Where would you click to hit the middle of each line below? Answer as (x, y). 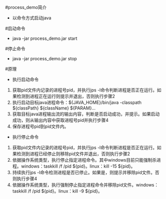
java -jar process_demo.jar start (45, 38)
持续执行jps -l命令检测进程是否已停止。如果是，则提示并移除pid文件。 (83, 172)
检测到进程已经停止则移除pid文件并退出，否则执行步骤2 (73, 154)
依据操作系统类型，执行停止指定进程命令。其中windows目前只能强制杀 (84, 160)
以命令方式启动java (32, 18)
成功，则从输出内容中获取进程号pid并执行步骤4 (60, 120)
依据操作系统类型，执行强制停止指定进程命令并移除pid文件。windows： (85, 185)
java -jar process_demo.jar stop (45, 58)
